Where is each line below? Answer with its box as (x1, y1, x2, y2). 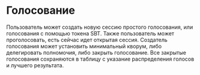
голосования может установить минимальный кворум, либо (6, 43, 162, 50)
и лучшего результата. (6, 61, 64, 69)
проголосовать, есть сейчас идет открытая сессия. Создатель (6, 36, 168, 43)
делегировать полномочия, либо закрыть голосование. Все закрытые (6, 49, 186, 56)
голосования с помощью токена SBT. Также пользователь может (6, 29, 175, 37)
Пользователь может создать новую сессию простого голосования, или (6, 23, 193, 31)
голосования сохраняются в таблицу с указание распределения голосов (6, 55, 195, 62)
